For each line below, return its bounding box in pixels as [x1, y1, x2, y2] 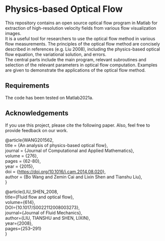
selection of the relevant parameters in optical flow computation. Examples [5, 62, 158, 68]
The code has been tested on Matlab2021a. [5, 95, 94, 100]
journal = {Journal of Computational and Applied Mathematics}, [5, 147, 134, 153]
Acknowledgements [5, 109, 69, 117]
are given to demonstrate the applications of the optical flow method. [5, 67, 146, 73]
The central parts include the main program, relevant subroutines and [5, 56, 147, 62]
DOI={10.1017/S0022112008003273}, [5, 204, 80, 210]
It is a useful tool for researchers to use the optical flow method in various [5, 36, 156, 42]
